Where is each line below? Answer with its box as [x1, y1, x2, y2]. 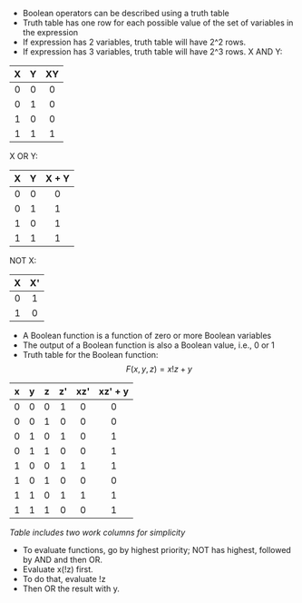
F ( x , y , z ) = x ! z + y [125, 363, 193, 374]
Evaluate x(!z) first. [22, 564, 93, 575]
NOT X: [9, 255, 37, 266]
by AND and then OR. [22, 554, 102, 565]
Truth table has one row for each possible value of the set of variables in [22, 17, 294, 28]
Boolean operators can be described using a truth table [22, 8, 229, 18]
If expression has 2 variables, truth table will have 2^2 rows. [22, 36, 247, 47]
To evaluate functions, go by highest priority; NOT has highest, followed [22, 545, 292, 555]
